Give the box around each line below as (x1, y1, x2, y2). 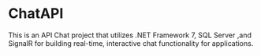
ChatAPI (8, 5, 64, 23)
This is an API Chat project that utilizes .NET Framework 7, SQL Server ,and (8, 30, 252, 40)
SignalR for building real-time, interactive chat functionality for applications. (8, 38, 254, 47)
